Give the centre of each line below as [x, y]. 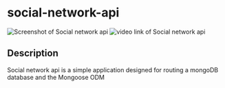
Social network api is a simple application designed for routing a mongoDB [113, 69]
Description [33, 53]
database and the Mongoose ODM [56, 77]
